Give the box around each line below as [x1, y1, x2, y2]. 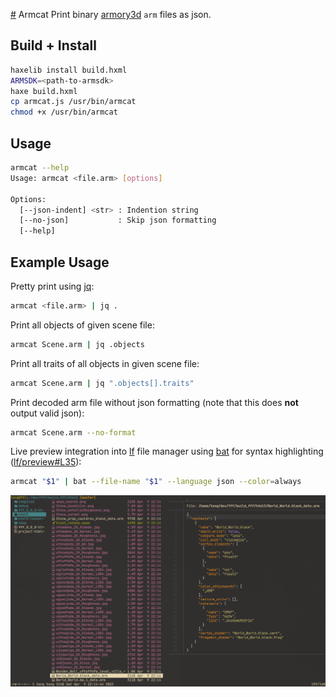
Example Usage [10, 254, 110, 271]
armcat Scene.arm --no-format [10, 427, 137, 438]
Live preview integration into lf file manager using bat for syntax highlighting [10, 445, 324, 458]
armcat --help [10, 163, 70, 173]
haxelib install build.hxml [10, 65, 128, 75]
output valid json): [10, 407, 85, 419]
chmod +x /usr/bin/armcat [10, 107, 118, 118]
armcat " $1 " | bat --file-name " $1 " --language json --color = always [10, 477, 302, 487]
